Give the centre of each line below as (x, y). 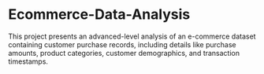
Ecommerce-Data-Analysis (99, 15)
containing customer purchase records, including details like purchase (122, 44)
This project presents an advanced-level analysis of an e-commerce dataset (132, 36)
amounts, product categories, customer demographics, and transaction (124, 53)
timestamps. (28, 61)
